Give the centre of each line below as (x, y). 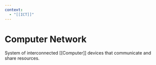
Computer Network (46, 39)
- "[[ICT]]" (22, 14)
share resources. (22, 58)
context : (14, 10)
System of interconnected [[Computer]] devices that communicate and (78, 53)
